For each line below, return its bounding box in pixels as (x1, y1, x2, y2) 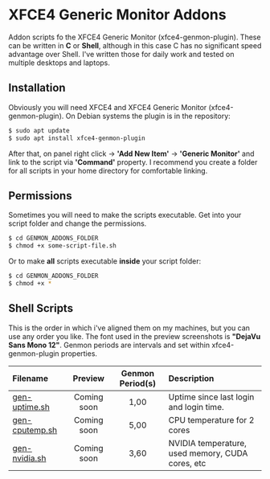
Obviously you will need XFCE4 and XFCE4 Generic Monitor (8, 102, 207, 112)
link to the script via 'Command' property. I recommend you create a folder (8, 157, 258, 166)
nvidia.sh (12, 452, 47, 464)
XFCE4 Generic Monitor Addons (8, 6, 227, 24)
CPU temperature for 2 (168, 414, 255, 425)
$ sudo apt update (8, 126, 70, 134)
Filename (12, 372, 48, 383)
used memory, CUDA (168, 448, 248, 459)
